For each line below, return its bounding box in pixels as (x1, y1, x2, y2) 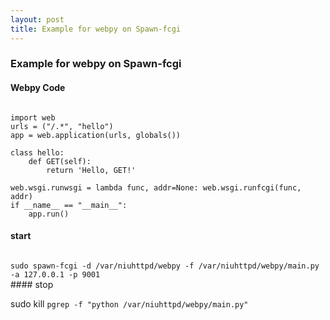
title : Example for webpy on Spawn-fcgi (10, 24, 182, 34)
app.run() (28, 209, 70, 219)
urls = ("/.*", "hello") (10, 121, 114, 131)
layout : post (10, 14, 65, 25)
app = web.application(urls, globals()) (10, 130, 182, 140)
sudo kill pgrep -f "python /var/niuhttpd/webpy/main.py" (10, 297, 249, 310)
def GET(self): (28, 156, 92, 166)
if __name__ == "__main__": (10, 200, 128, 210)
